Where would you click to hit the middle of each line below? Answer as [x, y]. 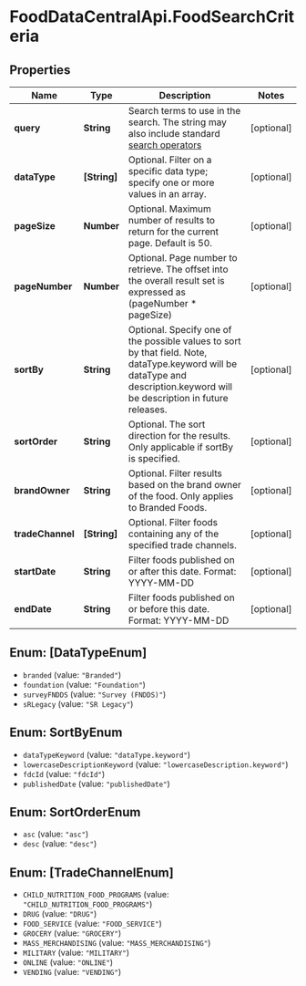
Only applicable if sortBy [181, 447]
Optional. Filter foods [173, 522]
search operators [165, 145]
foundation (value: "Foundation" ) [84, 684]
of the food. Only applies [181, 496]
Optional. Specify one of [180, 330]
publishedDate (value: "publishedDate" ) [96, 784]
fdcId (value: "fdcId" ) [64, 773]
